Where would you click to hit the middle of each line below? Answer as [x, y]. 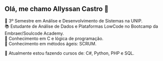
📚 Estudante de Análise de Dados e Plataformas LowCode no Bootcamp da [81, 26]
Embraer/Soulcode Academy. [34, 33]
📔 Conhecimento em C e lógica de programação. [54, 38]
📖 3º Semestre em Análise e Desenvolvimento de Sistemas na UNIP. [74, 20]
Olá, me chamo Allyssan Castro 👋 [57, 9]
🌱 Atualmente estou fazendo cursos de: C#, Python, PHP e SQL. [70, 53]
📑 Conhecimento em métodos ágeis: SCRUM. [50, 43]
